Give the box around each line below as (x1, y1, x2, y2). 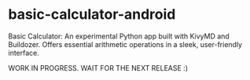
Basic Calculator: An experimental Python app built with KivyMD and (8, 31, 230, 41)
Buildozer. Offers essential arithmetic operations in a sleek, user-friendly (8, 39, 242, 49)
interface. (8, 48, 39, 57)
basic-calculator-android (8, 5, 176, 24)
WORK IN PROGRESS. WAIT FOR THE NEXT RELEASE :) (8, 63, 189, 72)
